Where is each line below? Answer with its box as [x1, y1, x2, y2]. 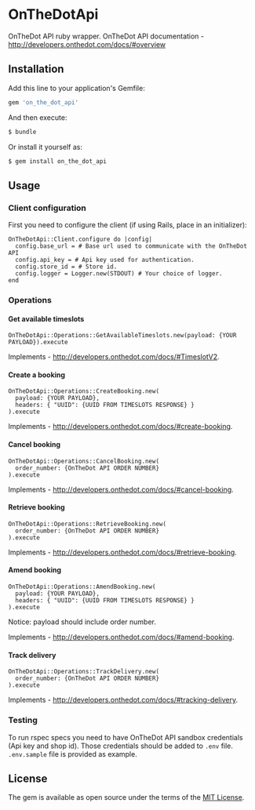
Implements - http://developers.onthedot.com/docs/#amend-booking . [8, 633, 235, 641]
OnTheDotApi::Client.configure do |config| [8, 235, 153, 244]
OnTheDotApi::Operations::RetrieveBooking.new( [8, 520, 167, 528]
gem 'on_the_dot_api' [8, 98, 79, 107]
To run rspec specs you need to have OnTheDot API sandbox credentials [8, 732, 243, 742]
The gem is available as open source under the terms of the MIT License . [8, 793, 245, 802]
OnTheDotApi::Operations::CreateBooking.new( [8, 387, 159, 395]
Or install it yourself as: [8, 142, 82, 151]
